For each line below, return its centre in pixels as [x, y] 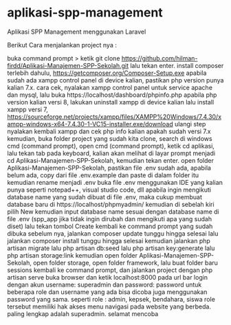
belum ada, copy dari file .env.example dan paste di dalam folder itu [103, 175]
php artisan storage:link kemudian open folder [72, 255]
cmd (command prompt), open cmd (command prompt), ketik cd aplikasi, [111, 146]
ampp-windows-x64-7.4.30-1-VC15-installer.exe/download [90, 124]
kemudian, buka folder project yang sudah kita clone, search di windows [110, 138]
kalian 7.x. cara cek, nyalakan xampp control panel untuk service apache [110, 87]
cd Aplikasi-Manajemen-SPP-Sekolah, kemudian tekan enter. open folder [111, 160]
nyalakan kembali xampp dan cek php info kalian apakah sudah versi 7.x [109, 131]
